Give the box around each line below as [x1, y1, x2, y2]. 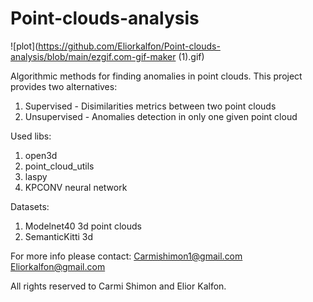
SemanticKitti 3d [24, 230, 94, 242]
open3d [24, 149, 58, 161]
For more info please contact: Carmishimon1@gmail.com [10, 250, 243, 262]
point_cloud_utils [24, 160, 95, 172]
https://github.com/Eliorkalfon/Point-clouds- [38, 40, 221, 52]
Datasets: [10, 200, 50, 212]
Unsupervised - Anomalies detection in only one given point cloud [24, 110, 298, 122]
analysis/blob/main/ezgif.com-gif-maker [10, 50, 177, 62]
